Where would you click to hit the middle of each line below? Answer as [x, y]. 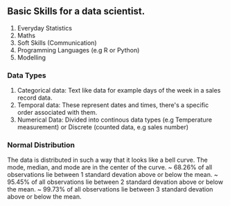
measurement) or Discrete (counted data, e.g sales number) [103, 127]
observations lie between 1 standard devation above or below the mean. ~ [113, 175]
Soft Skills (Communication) [57, 43]
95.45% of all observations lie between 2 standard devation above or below [115, 182]
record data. [35, 98]
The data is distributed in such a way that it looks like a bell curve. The [107, 160]
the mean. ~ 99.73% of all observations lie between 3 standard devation [110, 189]
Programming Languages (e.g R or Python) [78, 50]
